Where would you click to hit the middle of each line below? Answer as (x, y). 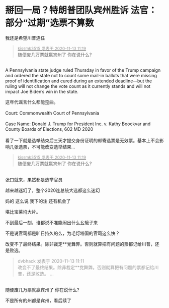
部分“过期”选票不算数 (50, 23)
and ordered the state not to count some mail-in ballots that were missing (81, 75)
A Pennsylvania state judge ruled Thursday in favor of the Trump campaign (83, 70)
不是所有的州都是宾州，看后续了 (38, 300)
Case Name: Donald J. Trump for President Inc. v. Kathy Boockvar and (78, 124)
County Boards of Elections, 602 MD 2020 (49, 129)
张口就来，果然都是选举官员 (34, 179)
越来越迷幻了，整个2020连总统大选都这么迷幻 (53, 190)
